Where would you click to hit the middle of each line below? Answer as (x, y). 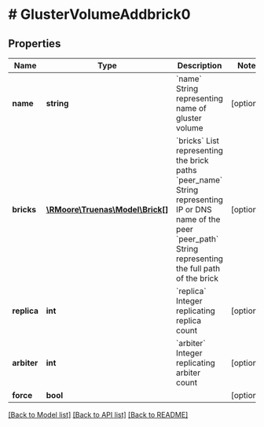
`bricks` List (198, 141)
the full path (198, 269)
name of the (198, 219)
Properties (35, 44)
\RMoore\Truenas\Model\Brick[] (107, 210)
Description (200, 66)
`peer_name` (199, 180)
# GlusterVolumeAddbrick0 (99, 15)
